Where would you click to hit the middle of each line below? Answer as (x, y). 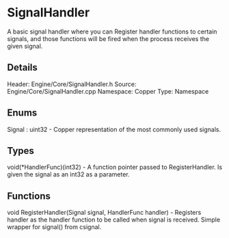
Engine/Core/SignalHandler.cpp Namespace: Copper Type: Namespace (108, 91)
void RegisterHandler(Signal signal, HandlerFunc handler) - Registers (104, 213)
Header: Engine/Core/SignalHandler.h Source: (72, 84)
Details (22, 67)
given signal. (25, 46)
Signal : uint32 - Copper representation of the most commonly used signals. (114, 129)
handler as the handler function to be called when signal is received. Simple (114, 220)
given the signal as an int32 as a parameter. (68, 174)
